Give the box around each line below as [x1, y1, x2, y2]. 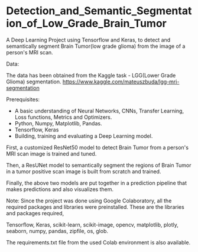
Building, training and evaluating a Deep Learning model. [14, 132, 153, 140]
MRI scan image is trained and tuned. [6, 150, 97, 157]
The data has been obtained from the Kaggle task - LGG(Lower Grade [6, 72, 176, 79]
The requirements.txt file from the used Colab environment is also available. [6, 238, 191, 246]
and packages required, [6, 209, 64, 217]
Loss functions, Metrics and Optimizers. [14, 114, 112, 121]
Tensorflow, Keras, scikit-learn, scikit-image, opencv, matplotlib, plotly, [6, 221, 178, 228]
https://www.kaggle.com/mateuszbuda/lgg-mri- [62, 78, 180, 85]
